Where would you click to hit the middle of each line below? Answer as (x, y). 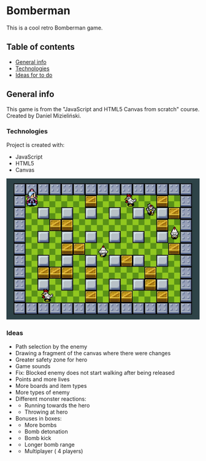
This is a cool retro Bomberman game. (55, 28)
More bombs (40, 425)
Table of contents (40, 47)
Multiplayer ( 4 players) (54, 451)
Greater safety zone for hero (51, 360)
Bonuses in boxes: (38, 418)
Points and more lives (42, 379)
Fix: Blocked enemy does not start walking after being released (95, 372)
